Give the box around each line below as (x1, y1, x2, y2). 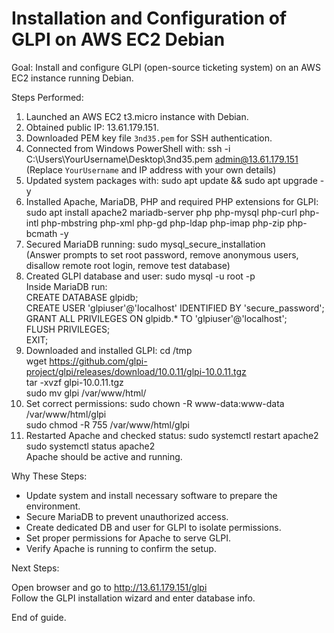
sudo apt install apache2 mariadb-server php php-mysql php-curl (25, 206, 298, 218)
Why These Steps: (11, 470, 88, 482)
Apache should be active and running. (25, 450, 183, 462)
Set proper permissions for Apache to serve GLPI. (25, 532, 232, 544)
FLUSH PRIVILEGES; (25, 323, 111, 335)
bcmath (25, 227, 58, 239)
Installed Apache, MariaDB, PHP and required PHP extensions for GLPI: (25, 195, 319, 207)
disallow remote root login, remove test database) (25, 259, 231, 271)
